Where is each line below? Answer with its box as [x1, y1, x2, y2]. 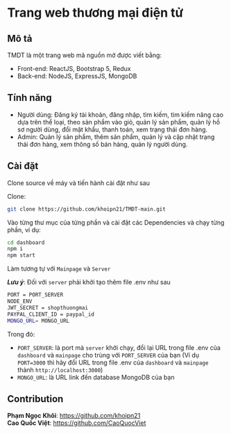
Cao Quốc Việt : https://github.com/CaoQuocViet [7, 419, 146, 427]
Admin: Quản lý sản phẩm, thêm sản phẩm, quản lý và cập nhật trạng [17, 132, 215, 140]
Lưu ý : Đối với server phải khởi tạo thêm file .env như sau [7, 278, 171, 287]
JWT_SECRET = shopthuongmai [7, 304, 89, 311]
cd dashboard [7, 239, 45, 246]
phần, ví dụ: [7, 225, 42, 234]
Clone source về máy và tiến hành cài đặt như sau [7, 179, 151, 187]
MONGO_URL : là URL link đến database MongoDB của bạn [17, 373, 175, 381]
